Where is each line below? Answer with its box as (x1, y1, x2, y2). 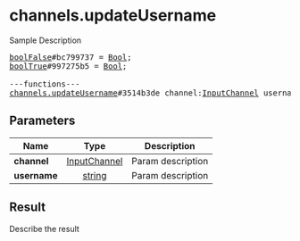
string (82, 169, 107, 181)
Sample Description (9, 35, 82, 46)
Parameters (9, 113, 76, 129)
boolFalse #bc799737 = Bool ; (9, 52, 132, 62)
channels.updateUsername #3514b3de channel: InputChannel (9, 87, 259, 98)
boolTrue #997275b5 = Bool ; (9, 61, 128, 71)
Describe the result (9, 223, 80, 234)
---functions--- (9, 79, 80, 89)
